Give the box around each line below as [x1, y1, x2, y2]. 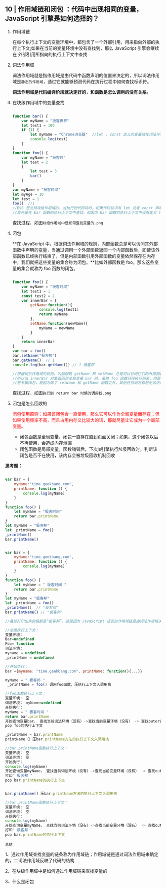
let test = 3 [30, 169, 57, 174]
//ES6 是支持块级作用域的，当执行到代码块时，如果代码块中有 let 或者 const [12, 206, 153, 211]
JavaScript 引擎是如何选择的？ [5, 14, 100, 23]
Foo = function [5, 641, 35, 646]
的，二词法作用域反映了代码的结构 [5, 857, 75, 863]
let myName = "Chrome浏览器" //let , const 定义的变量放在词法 [30, 132, 157, 137]
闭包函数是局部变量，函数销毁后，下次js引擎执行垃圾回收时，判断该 [19, 446, 158, 452]
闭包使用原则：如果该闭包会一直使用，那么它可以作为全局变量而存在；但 [12, 411, 160, 417]
